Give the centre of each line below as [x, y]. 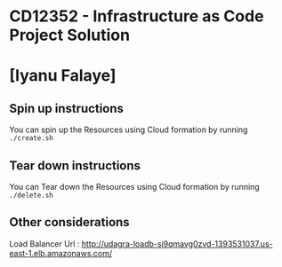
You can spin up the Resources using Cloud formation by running [129, 130]
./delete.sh [31, 195]
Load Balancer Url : [44, 243]
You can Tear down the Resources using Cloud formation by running [134, 187]
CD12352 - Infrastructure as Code [137, 16]
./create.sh [31, 138]
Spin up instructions [67, 108]
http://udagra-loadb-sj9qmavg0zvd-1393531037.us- [177, 243]
